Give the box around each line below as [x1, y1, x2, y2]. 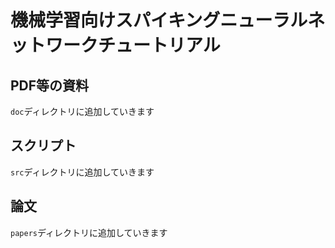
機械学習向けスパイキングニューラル [10, 9, 308, 32]
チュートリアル [98, 34, 221, 57]
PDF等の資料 [10, 77, 90, 94]
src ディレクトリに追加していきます [10, 166, 155, 178]
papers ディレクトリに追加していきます [10, 226, 168, 238]
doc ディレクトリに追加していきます [10, 106, 155, 117]
